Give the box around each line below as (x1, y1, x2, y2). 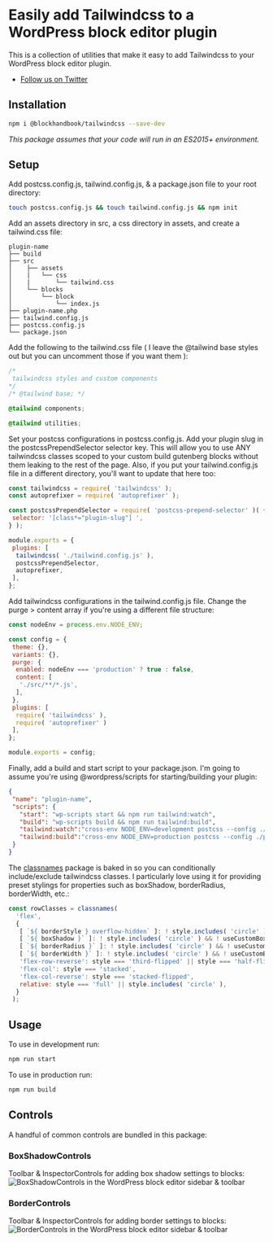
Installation (8, 98, 67, 112)
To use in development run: (8, 1039, 100, 1049)
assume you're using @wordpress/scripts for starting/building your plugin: (8, 772, 258, 782)
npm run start (8, 1056, 57, 1064)
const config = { (8, 635, 67, 644)
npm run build (8, 1086, 57, 1094)
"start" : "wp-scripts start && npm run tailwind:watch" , (19, 810, 217, 819)
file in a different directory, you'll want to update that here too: (8, 468, 216, 478)
